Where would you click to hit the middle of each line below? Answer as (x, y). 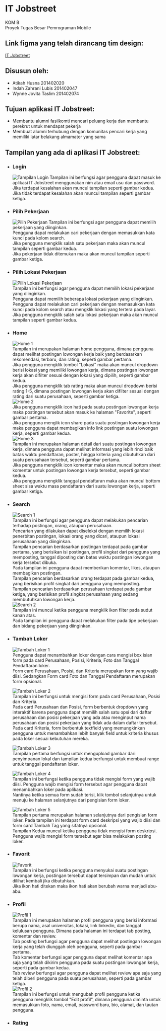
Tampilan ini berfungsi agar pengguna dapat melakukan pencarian (80, 520)
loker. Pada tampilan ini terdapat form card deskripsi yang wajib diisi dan (86, 820)
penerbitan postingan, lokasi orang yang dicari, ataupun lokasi (76, 536)
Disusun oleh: (27, 71)
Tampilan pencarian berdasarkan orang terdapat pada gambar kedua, (83, 578)
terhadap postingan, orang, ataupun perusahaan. (62, 526)
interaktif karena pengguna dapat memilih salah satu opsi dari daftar (82, 712)
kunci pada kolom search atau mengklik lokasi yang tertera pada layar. (84, 309)
